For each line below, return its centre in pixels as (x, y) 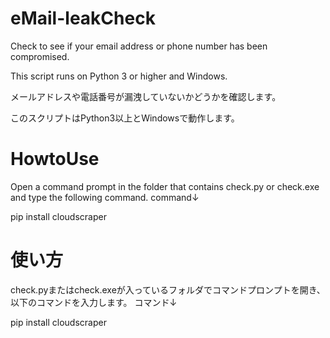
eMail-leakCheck (83, 18)
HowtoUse (55, 159)
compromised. (40, 56)
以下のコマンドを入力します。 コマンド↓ (94, 302)
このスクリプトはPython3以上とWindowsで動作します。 (125, 118)
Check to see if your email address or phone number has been (139, 46)
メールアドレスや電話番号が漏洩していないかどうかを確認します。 (146, 96)
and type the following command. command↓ (105, 197)
